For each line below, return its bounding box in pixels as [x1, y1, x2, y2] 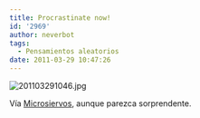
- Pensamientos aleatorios [17, 47, 119, 56]
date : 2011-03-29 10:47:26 [9, 55, 111, 64]
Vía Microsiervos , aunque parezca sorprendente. [9, 98, 192, 109]
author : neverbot [9, 30, 75, 39]
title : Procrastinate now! [9, 13, 111, 23]
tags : [9, 38, 30, 48]
